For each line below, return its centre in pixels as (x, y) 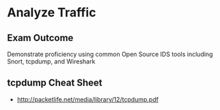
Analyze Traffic (52, 13)
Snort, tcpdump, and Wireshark (51, 61)
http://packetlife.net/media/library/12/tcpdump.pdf (88, 99)
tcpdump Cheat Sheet (55, 83)
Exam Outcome (40, 38)
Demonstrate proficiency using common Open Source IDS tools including (110, 54)
